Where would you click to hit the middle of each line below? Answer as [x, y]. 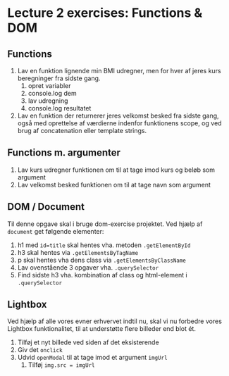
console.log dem [52, 93]
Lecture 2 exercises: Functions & [105, 13]
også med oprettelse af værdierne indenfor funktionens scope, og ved [119, 123]
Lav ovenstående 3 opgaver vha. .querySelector [88, 267]
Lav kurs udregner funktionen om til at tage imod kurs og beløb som [116, 170]
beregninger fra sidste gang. [59, 78]
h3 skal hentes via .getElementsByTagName [78, 252]
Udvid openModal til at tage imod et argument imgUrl [92, 358]
